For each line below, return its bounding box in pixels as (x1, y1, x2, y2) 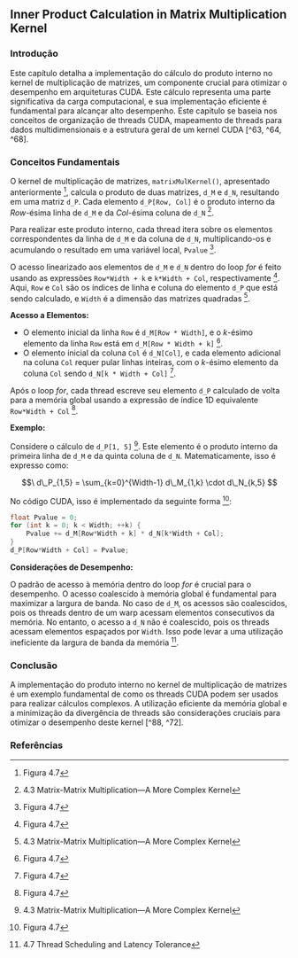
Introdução (10, 48, 58, 60)
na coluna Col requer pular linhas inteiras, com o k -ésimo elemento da (22, 356, 279, 367)
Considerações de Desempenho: (10, 562, 134, 572)
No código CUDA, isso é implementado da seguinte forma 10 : (10, 494, 233, 506)
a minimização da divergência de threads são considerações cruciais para (10, 707, 281, 718)
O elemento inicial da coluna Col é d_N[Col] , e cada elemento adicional (22, 347, 281, 358)
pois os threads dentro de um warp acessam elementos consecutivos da (10, 607, 275, 618)
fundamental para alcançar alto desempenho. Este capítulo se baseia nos (10, 105, 278, 116)
